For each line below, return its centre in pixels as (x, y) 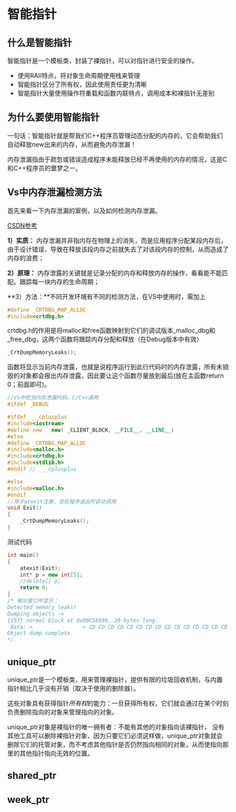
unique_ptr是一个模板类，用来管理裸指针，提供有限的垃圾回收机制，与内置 (115, 679)
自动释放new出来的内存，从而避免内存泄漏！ (72, 144)
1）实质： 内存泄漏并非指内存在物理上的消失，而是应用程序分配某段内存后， (117, 240)
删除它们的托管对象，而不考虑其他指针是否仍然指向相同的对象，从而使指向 (115, 744)
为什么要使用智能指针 (53, 118)
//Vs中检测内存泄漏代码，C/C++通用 (53, 398)
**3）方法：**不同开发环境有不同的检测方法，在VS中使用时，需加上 (106, 296)
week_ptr (28, 800)
